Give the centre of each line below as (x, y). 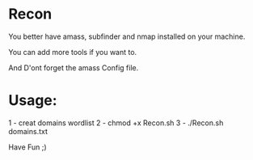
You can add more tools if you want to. (73, 52)
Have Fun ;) (27, 147)
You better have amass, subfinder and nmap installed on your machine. (127, 36)
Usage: (33, 101)
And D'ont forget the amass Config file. (74, 67)
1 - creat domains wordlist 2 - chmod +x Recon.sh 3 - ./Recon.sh (116, 123)
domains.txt (28, 131)
